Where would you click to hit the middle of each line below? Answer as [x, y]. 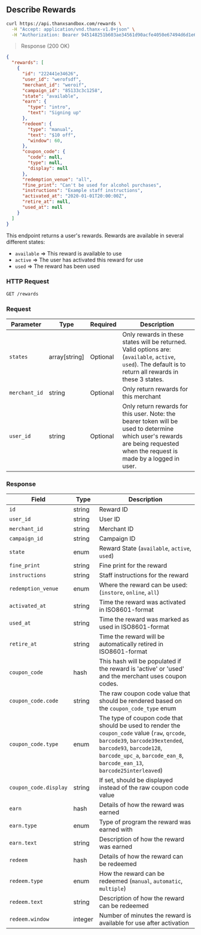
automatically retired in [131, 644]
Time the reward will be [132, 636]
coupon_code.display [38, 788]
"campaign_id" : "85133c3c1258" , [62, 90]
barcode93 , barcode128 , [131, 748]
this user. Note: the [149, 414]
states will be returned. [154, 342]
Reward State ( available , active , [145, 549]
